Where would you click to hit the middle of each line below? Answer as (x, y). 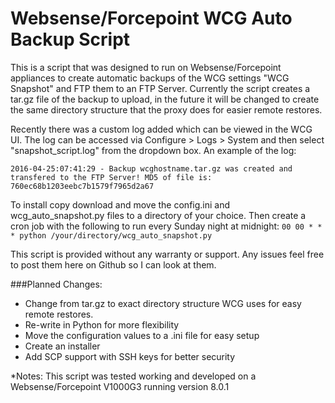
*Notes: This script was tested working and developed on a (133, 376)
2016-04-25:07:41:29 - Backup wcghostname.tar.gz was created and (151, 168)
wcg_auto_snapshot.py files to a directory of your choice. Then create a (158, 215)
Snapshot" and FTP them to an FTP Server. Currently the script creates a (160, 88)
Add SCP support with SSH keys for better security (130, 356)
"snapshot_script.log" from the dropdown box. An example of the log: (153, 150)
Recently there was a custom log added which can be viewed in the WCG (161, 129)
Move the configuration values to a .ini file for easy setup (142, 335)
